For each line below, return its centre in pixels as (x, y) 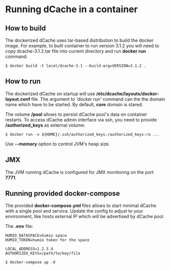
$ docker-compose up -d (30, 262)
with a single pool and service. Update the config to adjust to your (74, 211)
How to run (23, 82)
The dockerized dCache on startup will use (50, 94)
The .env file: (19, 226)
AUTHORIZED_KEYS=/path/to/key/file (43, 253)
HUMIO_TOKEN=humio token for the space (47, 240)
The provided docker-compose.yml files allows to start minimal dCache (81, 206)
